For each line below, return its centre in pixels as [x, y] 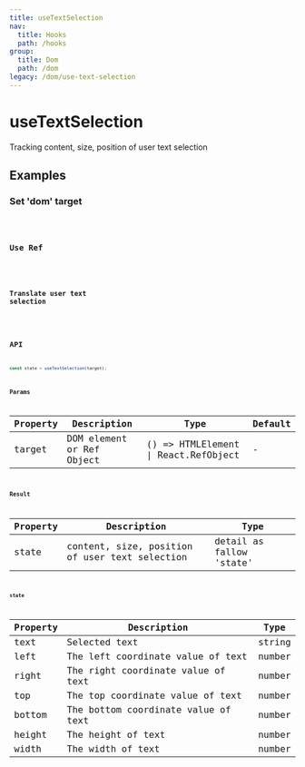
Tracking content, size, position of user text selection [109, 147]
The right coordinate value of [146, 670]
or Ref [83, 450]
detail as [240, 541]
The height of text [116, 734]
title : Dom [38, 60]
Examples [38, 176]
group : [22, 52]
